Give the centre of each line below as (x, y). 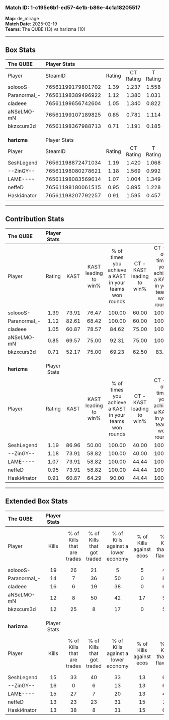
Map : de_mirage (22, 19)
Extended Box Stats (36, 501)
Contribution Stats (35, 219)
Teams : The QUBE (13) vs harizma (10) (45, 29)
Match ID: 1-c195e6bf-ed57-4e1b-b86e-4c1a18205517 (73, 8)
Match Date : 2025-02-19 (31, 24)
